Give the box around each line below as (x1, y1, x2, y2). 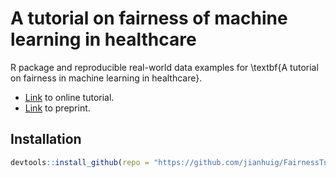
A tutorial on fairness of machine (10, 7, 288, 30)
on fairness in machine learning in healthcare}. (10, 72, 203, 84)
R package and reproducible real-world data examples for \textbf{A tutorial (10, 61, 319, 73)
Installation (10, 131, 82, 148)
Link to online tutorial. (24, 91, 115, 103)
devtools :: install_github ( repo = (10, 157, 150, 167)
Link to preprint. (24, 102, 91, 114)
